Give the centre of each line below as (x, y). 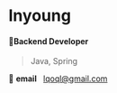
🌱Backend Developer (49, 41)
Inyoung (40, 16)
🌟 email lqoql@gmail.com (58, 79)
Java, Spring (54, 61)
